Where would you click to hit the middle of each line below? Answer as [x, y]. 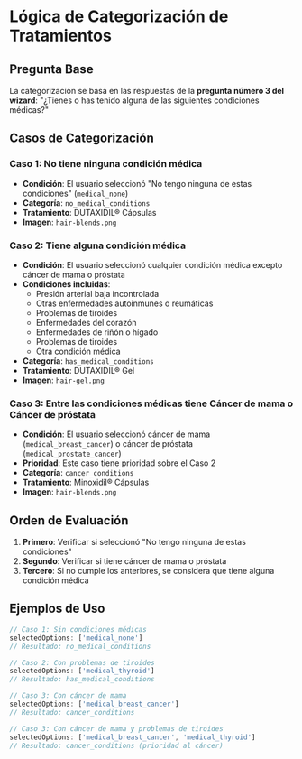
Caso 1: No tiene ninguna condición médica [106, 164]
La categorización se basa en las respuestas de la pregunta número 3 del [147, 91]
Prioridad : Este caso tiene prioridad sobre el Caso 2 [119, 463]
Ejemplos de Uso [57, 609]
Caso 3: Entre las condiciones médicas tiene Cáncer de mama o [151, 403]
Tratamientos [61, 36]
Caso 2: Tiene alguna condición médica [98, 245]
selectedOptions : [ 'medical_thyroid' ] [82, 671]
